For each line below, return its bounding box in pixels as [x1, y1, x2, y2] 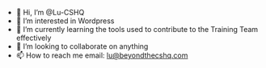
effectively [15, 33, 52, 42]
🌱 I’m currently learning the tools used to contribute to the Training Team [15, 25, 259, 34]
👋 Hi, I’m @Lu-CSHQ [15, 8, 85, 17]
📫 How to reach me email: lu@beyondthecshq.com [15, 50, 188, 60]
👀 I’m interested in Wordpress [15, 16, 115, 26]
